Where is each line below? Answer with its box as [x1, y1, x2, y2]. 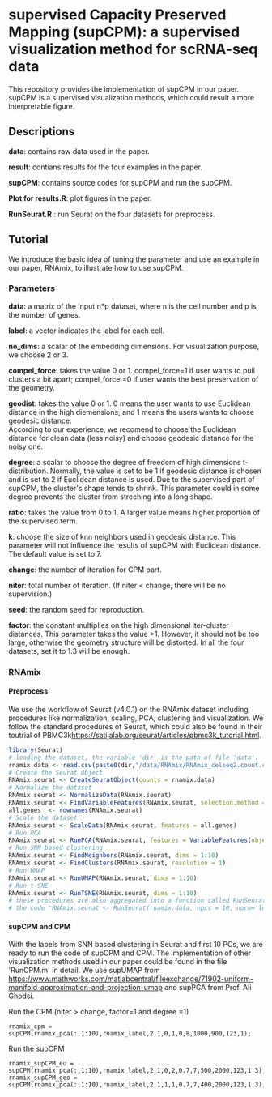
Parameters [8, 283, 55, 294]
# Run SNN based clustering [8, 844, 104, 852]
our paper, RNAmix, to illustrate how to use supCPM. [8, 263, 184, 272]
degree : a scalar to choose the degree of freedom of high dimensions [8, 457, 241, 467]
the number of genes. [8, 309, 81, 319]
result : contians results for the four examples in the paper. [8, 162, 203, 172]
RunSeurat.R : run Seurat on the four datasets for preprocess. [8, 209, 215, 219]
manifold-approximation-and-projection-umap [8, 983, 164, 992]
